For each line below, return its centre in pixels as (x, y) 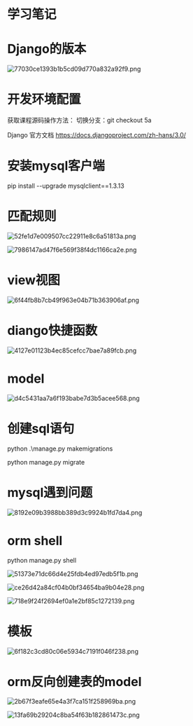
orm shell (35, 541)
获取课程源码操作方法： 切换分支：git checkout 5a (79, 121)
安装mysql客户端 (56, 166)
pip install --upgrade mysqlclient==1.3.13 (66, 186)
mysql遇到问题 (50, 492)
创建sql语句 (41, 429)
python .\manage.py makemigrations (60, 448)
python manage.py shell (42, 560)
